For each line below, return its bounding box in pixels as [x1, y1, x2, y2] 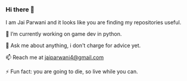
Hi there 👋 [5, 5, 35, 14]
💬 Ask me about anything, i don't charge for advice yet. [5, 42, 141, 49]
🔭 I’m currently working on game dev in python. [5, 30, 122, 38]
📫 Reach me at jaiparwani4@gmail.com [5, 54, 104, 61]
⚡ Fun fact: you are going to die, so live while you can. [5, 68, 138, 75]
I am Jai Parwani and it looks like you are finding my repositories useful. [5, 19, 182, 26]
